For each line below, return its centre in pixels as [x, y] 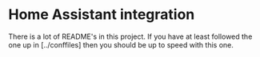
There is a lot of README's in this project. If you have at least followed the [130, 36]
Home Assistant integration [102, 15]
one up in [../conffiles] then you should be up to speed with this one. [121, 44]
